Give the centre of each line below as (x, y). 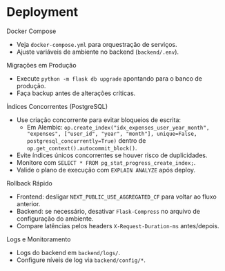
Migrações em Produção (41, 65)
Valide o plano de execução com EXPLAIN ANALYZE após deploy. (106, 170)
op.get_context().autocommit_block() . (82, 148)
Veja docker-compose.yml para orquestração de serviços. (97, 44)
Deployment (42, 12)
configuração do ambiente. (55, 219)
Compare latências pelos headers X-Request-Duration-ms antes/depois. (118, 225)
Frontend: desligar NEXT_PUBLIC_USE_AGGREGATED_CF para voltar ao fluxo (116, 197)
